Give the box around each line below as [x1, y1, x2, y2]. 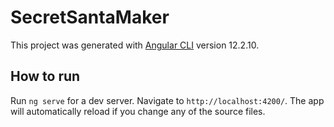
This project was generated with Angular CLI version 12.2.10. [10, 39, 260, 51]
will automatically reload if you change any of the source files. [10, 105, 266, 117]
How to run [10, 68, 81, 85]
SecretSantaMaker [10, 6, 170, 29]
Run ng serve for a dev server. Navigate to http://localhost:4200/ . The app [10, 94, 325, 106]
